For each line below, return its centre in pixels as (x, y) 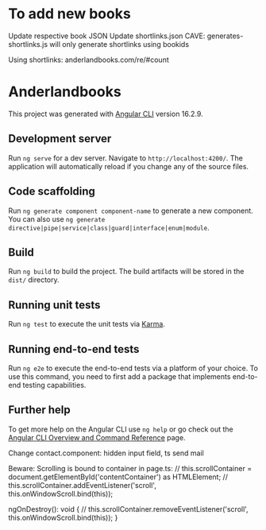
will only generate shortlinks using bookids (119, 44)
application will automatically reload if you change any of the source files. (128, 166)
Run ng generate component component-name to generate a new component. (131, 211)
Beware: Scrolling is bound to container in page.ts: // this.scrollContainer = (130, 468)
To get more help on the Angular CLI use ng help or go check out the (121, 429)
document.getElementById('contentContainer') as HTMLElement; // (118, 477)
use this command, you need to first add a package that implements (120, 376)
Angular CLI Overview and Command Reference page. (97, 437)
